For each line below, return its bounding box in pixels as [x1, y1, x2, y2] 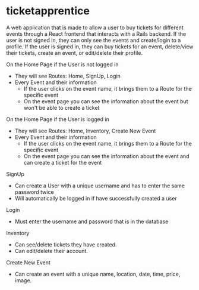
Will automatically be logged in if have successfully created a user [14, 195, 177, 202]
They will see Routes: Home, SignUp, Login [14, 72, 121, 79]
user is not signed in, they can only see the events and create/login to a [6, 36, 181, 44]
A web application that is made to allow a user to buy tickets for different [6, 24, 184, 31]
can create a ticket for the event [23, 159, 102, 166]
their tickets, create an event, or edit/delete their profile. [6, 49, 143, 56]
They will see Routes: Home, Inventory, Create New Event [14, 127, 156, 134]
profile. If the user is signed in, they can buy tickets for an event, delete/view [6, 43, 194, 50]
